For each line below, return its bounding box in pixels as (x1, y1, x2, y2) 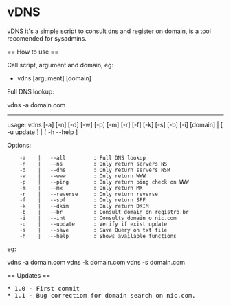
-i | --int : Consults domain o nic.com (19, 215, 177, 221)
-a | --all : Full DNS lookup (19, 154, 146, 162)
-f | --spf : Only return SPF (19, 197, 146, 204)
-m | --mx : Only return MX (19, 184, 143, 191)
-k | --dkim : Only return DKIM (19, 202, 149, 210)
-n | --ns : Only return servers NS (19, 160, 168, 167)
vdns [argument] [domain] (16, 74, 91, 83)
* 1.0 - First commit (7, 285, 80, 292)
